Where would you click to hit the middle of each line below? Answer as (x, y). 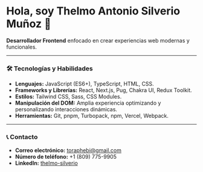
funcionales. (22, 47)
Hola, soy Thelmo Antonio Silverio (93, 11)
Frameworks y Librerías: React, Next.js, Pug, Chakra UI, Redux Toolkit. (103, 90)
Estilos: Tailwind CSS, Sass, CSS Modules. (68, 97)
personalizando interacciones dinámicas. (66, 109)
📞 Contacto (22, 137)
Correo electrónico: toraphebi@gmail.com (68, 150)
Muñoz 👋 (29, 24)
